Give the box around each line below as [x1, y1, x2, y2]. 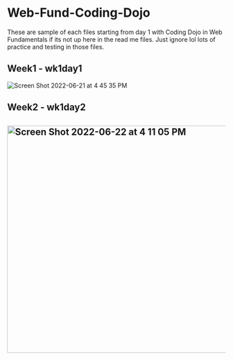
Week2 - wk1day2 [7, 101, 86, 113]
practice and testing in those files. [7, 42, 105, 51]
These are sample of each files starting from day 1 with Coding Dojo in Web [7, 28, 223, 36]
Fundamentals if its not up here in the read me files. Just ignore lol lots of [7, 35, 216, 43]
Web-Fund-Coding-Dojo [7, 5, 150, 21]
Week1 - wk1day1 [7, 63, 83, 74]
